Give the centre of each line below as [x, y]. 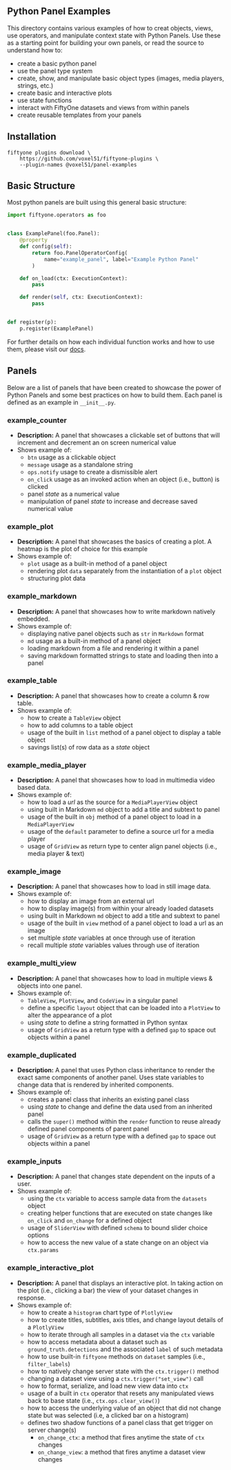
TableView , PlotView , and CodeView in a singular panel [102, 1000]
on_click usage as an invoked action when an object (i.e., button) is [123, 479]
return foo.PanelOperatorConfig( [80, 253]
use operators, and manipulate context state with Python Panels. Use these [114, 35]
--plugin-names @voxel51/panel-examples [78, 165]
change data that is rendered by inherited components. [95, 1085]
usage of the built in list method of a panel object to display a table [124, 732]
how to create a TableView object [74, 718]
